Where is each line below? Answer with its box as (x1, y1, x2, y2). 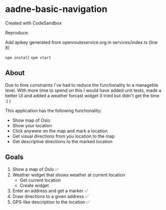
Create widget (19, 182, 49, 188)
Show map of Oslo (12, 117, 51, 123)
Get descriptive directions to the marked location (12, 138, 113, 144)
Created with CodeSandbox (5, 20, 62, 26)
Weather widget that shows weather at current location (12, 172, 125, 178)
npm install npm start (5, 55, 51, 60)
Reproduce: (5, 29, 29, 35)
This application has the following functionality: (5, 107, 102, 113)
